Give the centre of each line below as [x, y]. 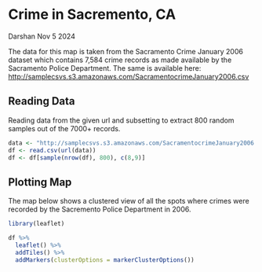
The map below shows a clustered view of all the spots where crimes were [129, 201]
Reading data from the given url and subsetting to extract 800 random [121, 120]
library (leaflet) [36, 224]
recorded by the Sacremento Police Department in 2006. [100, 209]
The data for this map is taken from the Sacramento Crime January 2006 [126, 51]
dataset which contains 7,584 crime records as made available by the [120, 60]
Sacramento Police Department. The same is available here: [105, 68]
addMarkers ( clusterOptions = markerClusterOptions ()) [105, 260]
